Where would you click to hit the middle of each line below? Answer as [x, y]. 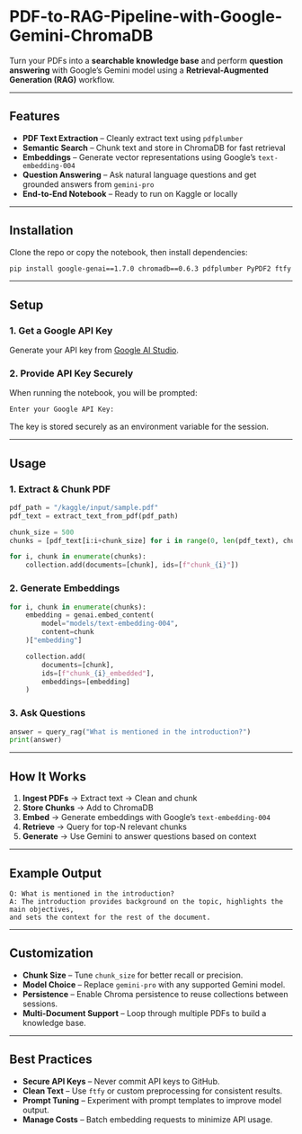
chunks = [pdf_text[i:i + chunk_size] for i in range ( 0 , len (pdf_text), [144, 540]
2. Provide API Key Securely [71, 373]
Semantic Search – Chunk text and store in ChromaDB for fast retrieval [154, 147]
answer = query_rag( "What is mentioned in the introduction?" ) [130, 732]
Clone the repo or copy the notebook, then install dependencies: [129, 252]
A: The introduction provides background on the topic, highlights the [146, 901]
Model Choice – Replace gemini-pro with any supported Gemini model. [154, 984]
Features [35, 116]
